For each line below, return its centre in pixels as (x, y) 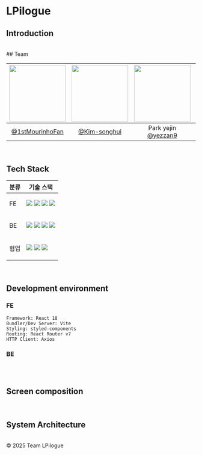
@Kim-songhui (100, 132)
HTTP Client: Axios (31, 339)
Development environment (57, 289)
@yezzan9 (162, 135)
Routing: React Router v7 (38, 334)
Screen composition (45, 392)
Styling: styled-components (41, 329)
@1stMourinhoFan (38, 132)
